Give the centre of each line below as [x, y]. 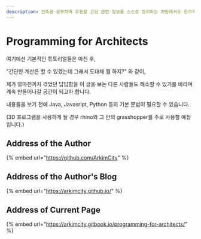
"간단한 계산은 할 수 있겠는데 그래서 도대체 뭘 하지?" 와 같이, [76, 71]
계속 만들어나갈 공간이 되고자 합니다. [48, 91]
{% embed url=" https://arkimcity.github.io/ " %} [64, 191]
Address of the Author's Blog [62, 177]
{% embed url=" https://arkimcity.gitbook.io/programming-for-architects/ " [97, 224]
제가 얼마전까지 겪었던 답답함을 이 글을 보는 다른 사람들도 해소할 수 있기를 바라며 [100, 84]
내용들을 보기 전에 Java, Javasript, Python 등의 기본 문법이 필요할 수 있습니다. [98, 104]
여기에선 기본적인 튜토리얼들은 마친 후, [51, 59]
